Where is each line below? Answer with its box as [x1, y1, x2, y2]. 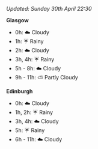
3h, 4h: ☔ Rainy [14, 56, 55, 62]
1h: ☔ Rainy [14, 38, 44, 44]
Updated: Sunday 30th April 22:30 [6, 5, 92, 12]
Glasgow [6, 17, 29, 23]
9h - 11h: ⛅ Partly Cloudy [14, 74, 78, 81]
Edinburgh [6, 88, 33, 95]
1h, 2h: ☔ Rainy [14, 109, 53, 116]
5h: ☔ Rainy [14, 127, 45, 134]
